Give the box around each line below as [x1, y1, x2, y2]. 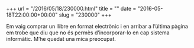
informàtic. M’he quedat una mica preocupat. [6, 36, 117, 42]
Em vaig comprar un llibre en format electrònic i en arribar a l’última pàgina [6, 23, 188, 30]
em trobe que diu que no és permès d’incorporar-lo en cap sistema [6, 29, 170, 36]
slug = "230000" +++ [59, 11, 112, 18]
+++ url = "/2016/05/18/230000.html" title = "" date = [6, 5, 137, 12]
